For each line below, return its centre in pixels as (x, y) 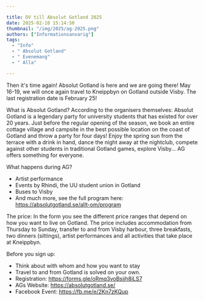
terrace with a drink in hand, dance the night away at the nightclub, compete (102, 142)
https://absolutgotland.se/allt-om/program (68, 204)
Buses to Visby (34, 192)
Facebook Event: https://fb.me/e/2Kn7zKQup (72, 291)
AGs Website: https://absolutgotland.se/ (65, 285)
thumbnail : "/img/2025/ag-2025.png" (53, 29)
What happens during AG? (39, 167)
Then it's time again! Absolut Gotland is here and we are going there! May (98, 85)
